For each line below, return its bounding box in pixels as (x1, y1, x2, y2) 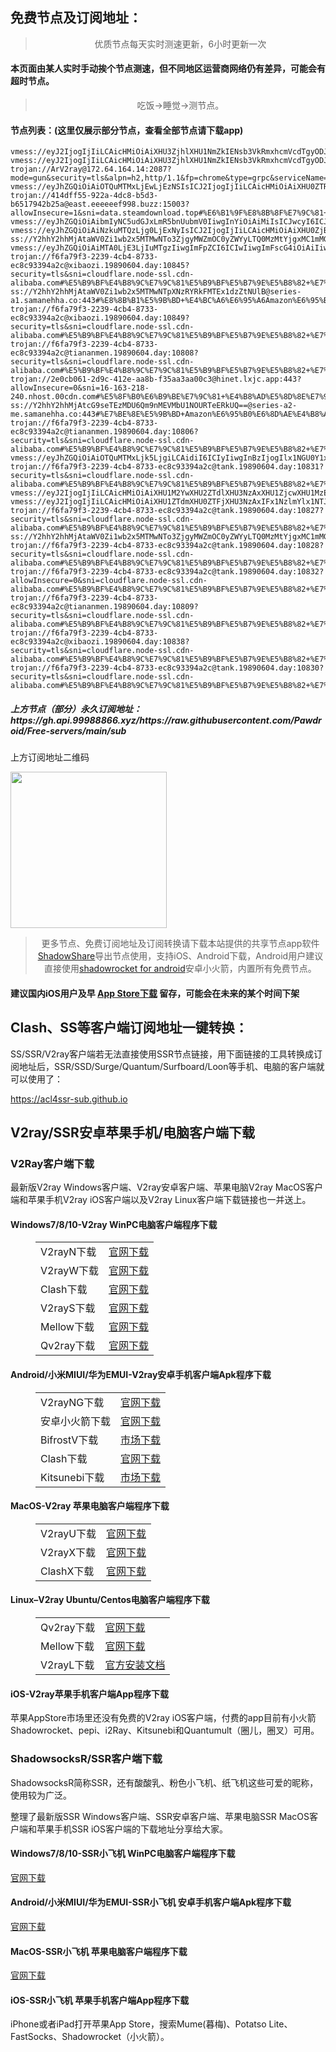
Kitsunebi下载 (40, 1470, 105, 1484)
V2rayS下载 (40, 1301, 96, 1315)
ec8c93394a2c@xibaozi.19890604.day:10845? (10, 261, 190, 271)
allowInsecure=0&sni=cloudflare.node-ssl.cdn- (10, 576, 208, 586)
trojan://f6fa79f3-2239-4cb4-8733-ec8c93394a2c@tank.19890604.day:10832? (10, 567, 325, 577)
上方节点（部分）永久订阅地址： (10, 703, 142, 715)
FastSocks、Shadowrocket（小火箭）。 (10, 2031, 170, 2043)
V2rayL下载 (40, 1658, 95, 1672)
